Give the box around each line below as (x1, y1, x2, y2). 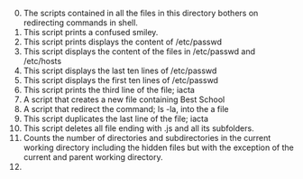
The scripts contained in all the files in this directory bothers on (23, 8, 259, 18)
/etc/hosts (23, 56, 62, 66)
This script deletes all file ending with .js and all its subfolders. (23, 123, 255, 134)
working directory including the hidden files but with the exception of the (23, 142, 294, 153)
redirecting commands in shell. (23, 17, 139, 28)
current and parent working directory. (23, 152, 163, 162)
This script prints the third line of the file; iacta (23, 85, 195, 95)
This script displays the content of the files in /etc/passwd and (23, 46, 256, 57)
